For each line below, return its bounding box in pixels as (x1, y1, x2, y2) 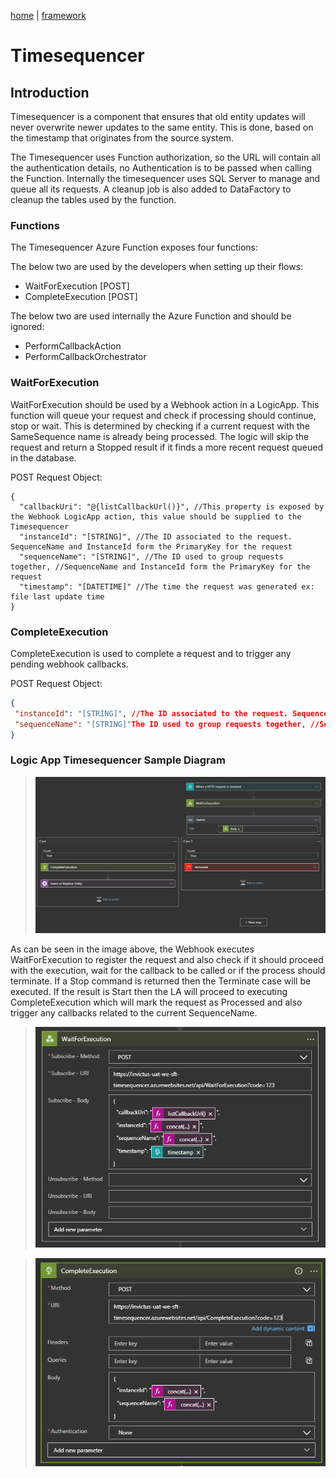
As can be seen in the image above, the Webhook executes (10, 943, 255, 955)
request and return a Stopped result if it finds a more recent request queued (10, 441, 323, 453)
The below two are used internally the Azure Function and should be (10, 310, 292, 322)
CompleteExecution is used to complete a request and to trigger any (10, 647, 292, 659)
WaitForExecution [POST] (24, 280, 130, 292)
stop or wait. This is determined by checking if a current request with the (10, 420, 311, 432)
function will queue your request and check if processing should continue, (10, 409, 317, 421)
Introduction (10, 84, 90, 101)
